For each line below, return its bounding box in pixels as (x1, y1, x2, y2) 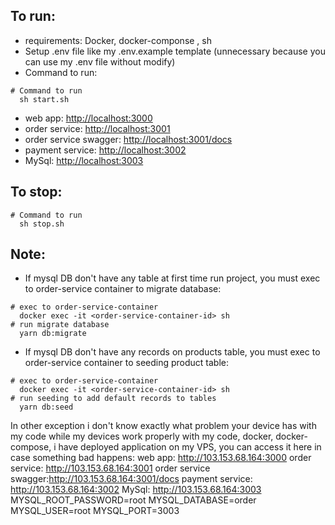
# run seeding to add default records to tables (10, 394, 217, 404)
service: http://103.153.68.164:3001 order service (10, 462, 211, 474)
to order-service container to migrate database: (24, 283, 222, 295)
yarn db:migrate (19, 329, 87, 339)
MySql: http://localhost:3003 (24, 154, 144, 166)
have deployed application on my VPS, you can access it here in (58, 441, 322, 453)
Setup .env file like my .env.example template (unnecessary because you (24, 45, 326, 57)
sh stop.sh (19, 219, 65, 229)
